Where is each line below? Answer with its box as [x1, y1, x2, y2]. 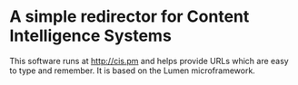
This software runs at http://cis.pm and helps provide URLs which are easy [9, 55, 289, 66]
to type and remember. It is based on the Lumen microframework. [9, 65, 256, 76]
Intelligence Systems [9, 25, 173, 46]
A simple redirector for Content [9, 6, 250, 27]
